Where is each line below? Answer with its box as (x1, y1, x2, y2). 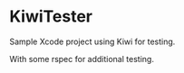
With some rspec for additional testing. (9, 53, 154, 64)
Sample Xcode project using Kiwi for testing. (9, 36, 176, 47)
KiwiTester (9, 6, 93, 27)
